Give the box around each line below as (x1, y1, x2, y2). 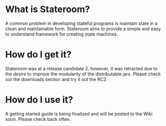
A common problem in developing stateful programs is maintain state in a (5, 20, 158, 26)
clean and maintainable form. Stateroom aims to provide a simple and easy (5, 25, 161, 31)
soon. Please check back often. (5, 116, 71, 122)
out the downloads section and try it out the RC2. (5, 76, 108, 82)
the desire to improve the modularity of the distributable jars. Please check (5, 71, 161, 77)
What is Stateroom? (5, 4, 90, 15)
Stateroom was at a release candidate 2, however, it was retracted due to (5, 65, 158, 71)
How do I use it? (5, 94, 73, 106)
